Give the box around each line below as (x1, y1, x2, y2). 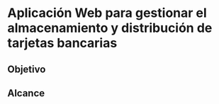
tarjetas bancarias (7, 35, 118, 51)
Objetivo (7, 63, 46, 75)
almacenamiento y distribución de (7, 20, 213, 36)
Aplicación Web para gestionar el (7, 5, 207, 21)
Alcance (7, 87, 45, 99)
